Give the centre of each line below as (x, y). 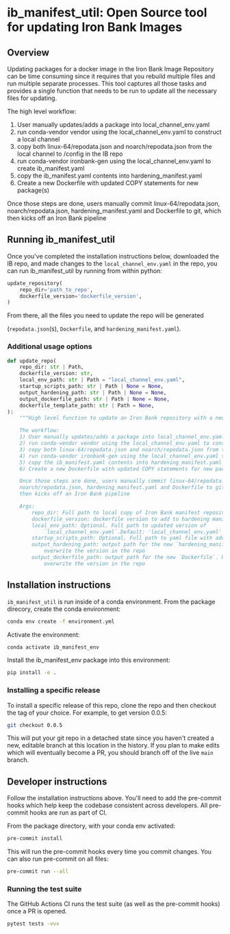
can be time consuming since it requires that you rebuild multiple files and (111, 76)
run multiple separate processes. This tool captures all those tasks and (107, 83)
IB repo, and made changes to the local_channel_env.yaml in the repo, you (112, 263)
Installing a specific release (54, 691)
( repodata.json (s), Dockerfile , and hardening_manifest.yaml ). (94, 329)
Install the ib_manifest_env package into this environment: (89, 660)
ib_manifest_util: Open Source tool (107, 13)
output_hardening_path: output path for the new (102, 544)
